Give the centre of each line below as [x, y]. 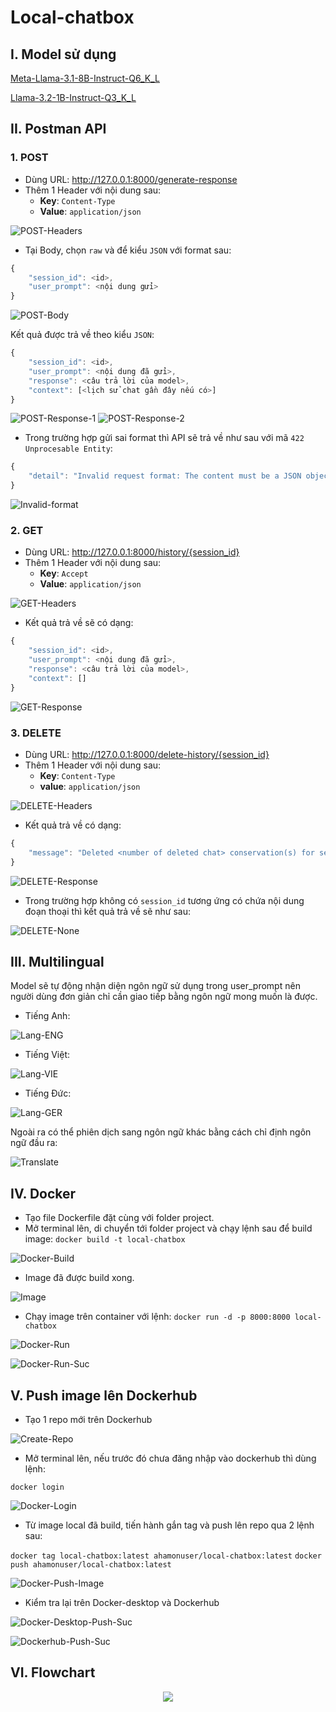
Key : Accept [64, 573]
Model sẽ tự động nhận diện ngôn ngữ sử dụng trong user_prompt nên [155, 986]
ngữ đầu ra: [34, 1143]
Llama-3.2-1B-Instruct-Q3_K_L [73, 97]
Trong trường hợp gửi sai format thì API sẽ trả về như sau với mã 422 [164, 438]
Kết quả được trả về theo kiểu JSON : [82, 335]
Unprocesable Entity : [68, 448]
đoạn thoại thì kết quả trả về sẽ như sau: [107, 911]
